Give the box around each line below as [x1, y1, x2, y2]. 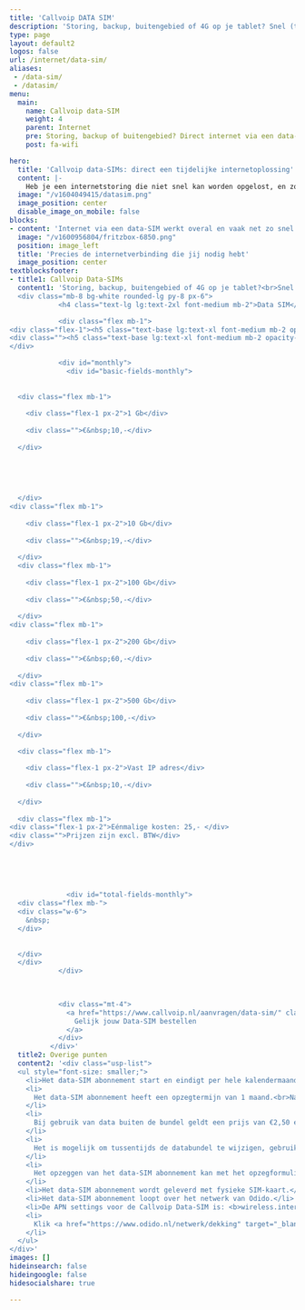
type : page [9, 30, 51, 39]
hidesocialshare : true [9, 1278, 95, 1287]
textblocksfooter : [9, 266, 79, 275]
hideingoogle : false [9, 1270, 88, 1279]
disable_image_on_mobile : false [17, 207, 141, 216]
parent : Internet [25, 124, 92, 133]
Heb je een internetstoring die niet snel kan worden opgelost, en [25, 182, 286, 191]
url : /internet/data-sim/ [9, 55, 107, 65]
